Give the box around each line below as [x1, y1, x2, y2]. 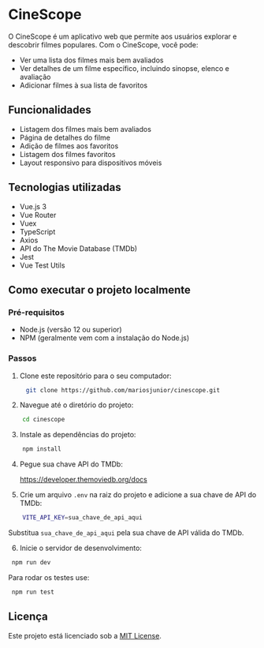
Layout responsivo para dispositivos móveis [19, 158, 162, 167]
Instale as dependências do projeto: [19, 430, 136, 440]
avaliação [19, 72, 51, 81]
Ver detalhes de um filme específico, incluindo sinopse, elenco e [19, 63, 230, 73]
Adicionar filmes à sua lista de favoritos [19, 81, 148, 90]
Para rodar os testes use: [8, 572, 90, 582]
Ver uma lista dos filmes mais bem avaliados [19, 55, 164, 65]
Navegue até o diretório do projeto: [19, 400, 134, 410]
